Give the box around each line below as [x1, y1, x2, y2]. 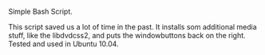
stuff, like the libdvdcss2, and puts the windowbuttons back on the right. [8, 31, 246, 40]
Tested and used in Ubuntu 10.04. [8, 39, 119, 49]
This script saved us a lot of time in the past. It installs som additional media [8, 22, 257, 31]
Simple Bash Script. [8, 7, 73, 16]
